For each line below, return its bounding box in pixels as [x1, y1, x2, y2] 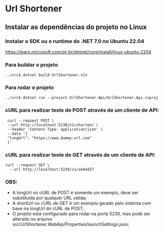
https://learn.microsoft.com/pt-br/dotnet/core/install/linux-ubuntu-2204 [5, 49, 152, 55]
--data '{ [7, 131, 28, 136]
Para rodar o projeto [5, 84, 54, 91]
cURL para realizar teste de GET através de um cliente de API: [5, 151, 156, 158]
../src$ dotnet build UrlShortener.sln [5, 73, 88, 77]
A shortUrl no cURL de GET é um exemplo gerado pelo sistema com [12, 200, 151, 206]
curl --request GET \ [5, 162, 50, 168]
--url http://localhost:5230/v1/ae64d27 [9, 167, 94, 172]
